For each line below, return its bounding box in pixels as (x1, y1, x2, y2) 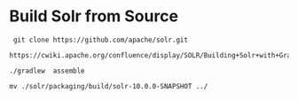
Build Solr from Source (9, 6, 179, 27)
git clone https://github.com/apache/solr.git (12, 35, 189, 44)
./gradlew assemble (9, 66, 86, 75)
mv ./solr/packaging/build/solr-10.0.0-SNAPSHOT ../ (9, 81, 208, 90)
